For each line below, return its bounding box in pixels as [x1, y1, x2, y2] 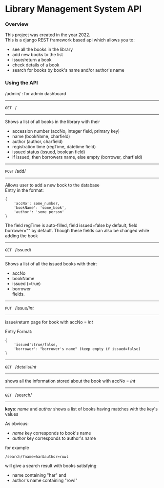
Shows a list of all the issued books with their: [5, 261, 97, 266]
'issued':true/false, [14, 342, 58, 347]
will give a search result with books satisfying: [5, 463, 98, 468]
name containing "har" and [12, 472, 67, 478]
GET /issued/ [5, 246, 32, 252]
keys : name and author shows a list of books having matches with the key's [5, 406, 158, 412]
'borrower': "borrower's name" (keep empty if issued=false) [14, 346, 141, 351]
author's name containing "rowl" [12, 477, 78, 483]
